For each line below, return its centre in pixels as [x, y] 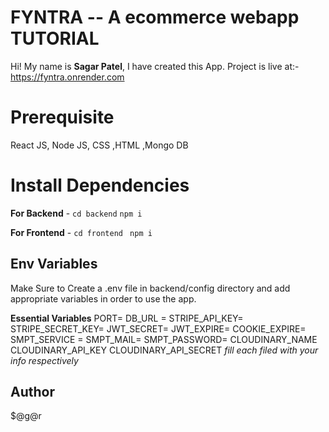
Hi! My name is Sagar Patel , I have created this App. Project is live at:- [155, 66]
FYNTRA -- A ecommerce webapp [155, 17]
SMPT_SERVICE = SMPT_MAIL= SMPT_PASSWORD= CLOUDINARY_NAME [164, 339]
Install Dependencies [100, 185]
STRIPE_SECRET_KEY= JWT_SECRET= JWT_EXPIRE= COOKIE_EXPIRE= [158, 328]
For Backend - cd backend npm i [76, 213]
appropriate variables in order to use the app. [103, 298]
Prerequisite [62, 117]
